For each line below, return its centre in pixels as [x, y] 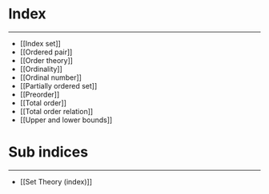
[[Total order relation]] [56, 111]
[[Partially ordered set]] [58, 85]
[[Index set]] [40, 43]
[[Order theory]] [46, 60]
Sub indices [48, 152]
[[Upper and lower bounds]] [66, 120]
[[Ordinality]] [41, 69]
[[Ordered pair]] [46, 52]
